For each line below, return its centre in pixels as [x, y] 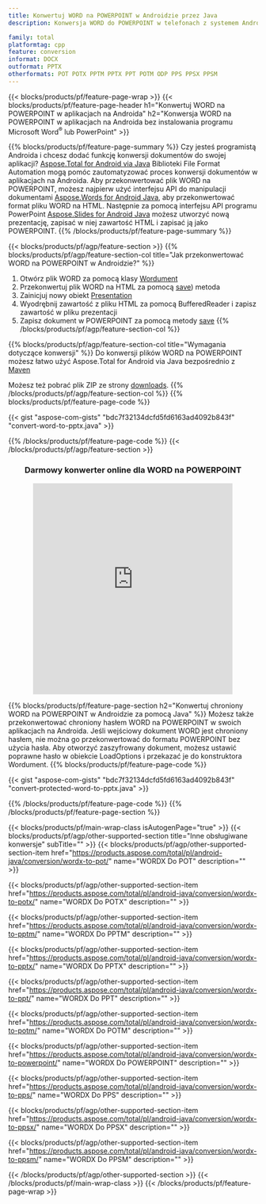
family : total [32, 37]
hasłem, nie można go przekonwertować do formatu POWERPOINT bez [125, 739]
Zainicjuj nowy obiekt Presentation [76, 296]
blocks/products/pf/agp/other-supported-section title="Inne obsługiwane [128, 835]
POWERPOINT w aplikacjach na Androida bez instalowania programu [121, 122]
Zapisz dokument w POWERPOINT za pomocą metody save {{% [124, 321]
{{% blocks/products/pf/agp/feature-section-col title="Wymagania [117, 345]
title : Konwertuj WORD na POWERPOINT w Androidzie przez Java [113, 15]
